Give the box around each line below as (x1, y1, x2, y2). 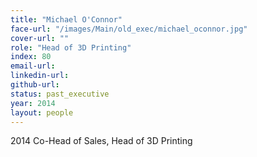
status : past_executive (10, 89, 110, 99)
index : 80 (10, 52, 52, 62)
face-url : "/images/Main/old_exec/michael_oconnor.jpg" (10, 24, 248, 34)
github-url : (10, 80, 60, 90)
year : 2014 (10, 98, 56, 108)
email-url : (10, 61, 56, 71)
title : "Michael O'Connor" (10, 14, 123, 25)
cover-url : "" (10, 33, 70, 43)
